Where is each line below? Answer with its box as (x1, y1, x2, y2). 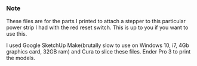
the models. (6, 55, 36, 62)
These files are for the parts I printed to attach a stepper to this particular (6, 18, 186, 25)
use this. (6, 30, 27, 37)
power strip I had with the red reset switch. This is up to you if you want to (6, 24, 189, 31)
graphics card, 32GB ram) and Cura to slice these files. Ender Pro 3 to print (6, 48, 191, 55)
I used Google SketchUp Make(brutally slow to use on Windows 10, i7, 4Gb (6, 42, 190, 49)
